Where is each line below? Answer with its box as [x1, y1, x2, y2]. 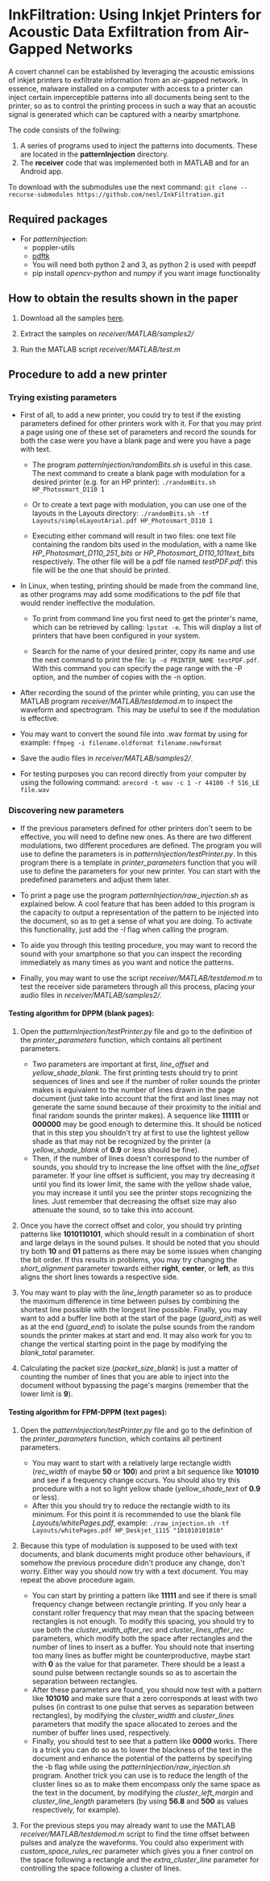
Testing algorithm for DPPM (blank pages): [8, 1008, 155, 1018]
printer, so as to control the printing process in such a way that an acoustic [8, 101, 256, 111]
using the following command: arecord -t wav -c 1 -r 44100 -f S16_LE [19, 778, 260, 787]
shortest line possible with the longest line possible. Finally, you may [19, 1304, 247, 1314]
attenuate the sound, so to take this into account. [31, 1204, 195, 1215]
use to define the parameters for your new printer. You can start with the [19, 865, 261, 876]
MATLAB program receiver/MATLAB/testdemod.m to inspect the [19, 696, 234, 707]
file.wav [19, 786, 50, 795]
